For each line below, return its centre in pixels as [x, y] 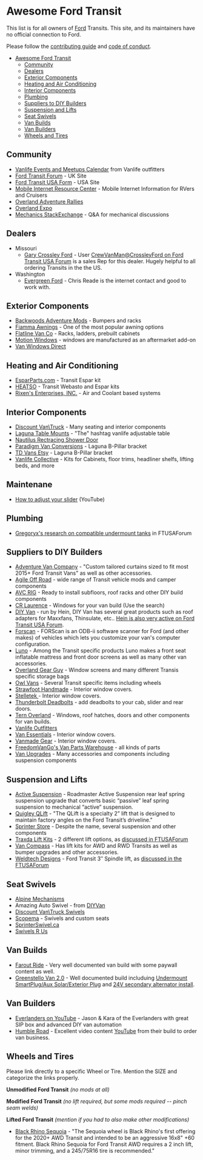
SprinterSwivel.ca [37, 925]
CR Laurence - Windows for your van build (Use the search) [90, 605]
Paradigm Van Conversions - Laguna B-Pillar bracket [81, 446]
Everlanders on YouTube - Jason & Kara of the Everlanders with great [102, 1018]
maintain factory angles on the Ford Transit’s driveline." [84, 820]
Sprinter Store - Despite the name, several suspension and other [95, 826]
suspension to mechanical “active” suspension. [74, 807]
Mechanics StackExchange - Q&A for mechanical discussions [92, 214]
